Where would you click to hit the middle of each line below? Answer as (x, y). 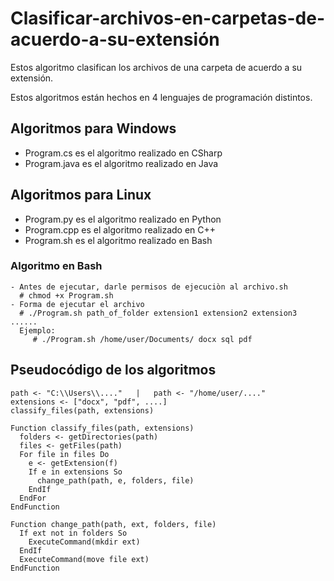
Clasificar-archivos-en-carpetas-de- (167, 18)
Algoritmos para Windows (93, 128)
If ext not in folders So (73, 533)
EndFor (33, 498)
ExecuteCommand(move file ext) (84, 559)
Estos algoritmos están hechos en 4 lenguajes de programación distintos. (161, 97)
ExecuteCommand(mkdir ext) (84, 542)
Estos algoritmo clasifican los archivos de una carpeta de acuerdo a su (156, 67)
